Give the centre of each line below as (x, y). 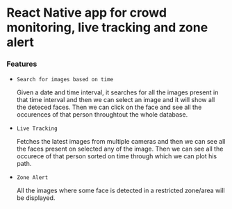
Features (22, 64)
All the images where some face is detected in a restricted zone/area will (121, 191)
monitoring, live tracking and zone (107, 27)
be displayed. (36, 198)
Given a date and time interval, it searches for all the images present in (117, 92)
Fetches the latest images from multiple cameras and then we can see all (121, 142)
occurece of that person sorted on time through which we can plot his (116, 156)
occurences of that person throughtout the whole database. (102, 115)
